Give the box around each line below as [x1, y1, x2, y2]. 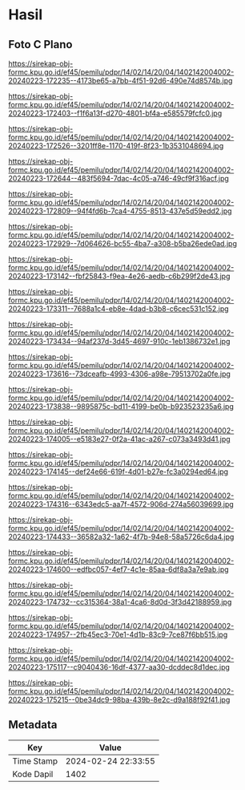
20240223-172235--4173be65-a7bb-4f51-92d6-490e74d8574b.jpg [8, 76, 233, 85]
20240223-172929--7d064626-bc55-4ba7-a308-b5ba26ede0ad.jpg [8, 239, 238, 248]
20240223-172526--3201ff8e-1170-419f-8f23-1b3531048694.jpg [8, 141, 224, 150]
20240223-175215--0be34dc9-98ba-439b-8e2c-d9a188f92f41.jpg [8, 695, 231, 704]
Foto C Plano [8, 38, 73, 51]
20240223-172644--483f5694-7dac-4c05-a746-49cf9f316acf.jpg [8, 174, 230, 183]
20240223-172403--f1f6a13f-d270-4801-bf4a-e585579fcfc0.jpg [8, 108, 223, 118]
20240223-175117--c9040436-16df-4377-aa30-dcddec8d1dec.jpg [8, 662, 231, 671]
